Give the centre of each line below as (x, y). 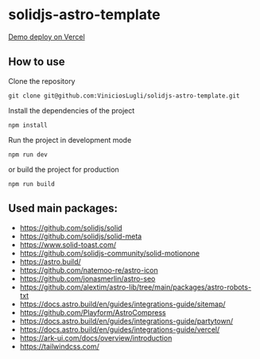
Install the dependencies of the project (72, 110)
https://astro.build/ (50, 262)
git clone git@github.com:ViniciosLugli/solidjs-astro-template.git (124, 96)
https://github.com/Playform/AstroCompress (93, 312)
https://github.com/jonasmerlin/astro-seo (87, 278)
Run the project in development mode (70, 140)
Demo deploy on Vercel (47, 37)
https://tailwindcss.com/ (59, 346)
